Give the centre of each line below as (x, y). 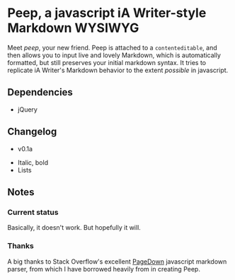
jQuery (27, 109)
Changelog (32, 132)
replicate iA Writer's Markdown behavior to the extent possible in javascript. (118, 70)
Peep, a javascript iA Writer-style (107, 13)
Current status (33, 212)
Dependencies (40, 92)
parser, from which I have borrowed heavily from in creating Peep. (104, 269)
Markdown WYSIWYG (73, 28)
